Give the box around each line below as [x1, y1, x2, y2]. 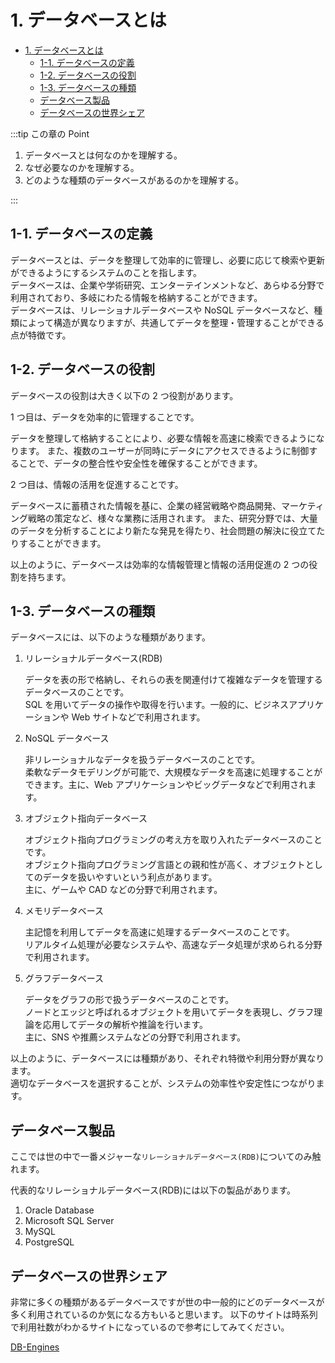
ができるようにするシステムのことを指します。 [10, 266, 203, 278]
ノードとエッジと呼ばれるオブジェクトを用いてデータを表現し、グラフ [24, 1006, 315, 1018]
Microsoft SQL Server [24, 1215, 115, 1227]
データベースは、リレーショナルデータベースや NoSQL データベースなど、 [10, 304, 315, 316]
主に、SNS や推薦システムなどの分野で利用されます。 [24, 1031, 247, 1043]
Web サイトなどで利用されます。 [71, 711, 206, 723]
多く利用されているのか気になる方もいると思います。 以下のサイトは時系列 [10, 1309, 318, 1320]
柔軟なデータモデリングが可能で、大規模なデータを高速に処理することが [24, 766, 323, 778]
